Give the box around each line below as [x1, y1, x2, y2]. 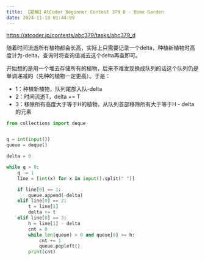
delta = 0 [6, 153, 32, 159]
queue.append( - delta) [28, 192, 84, 198]
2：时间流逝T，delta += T [15, 93, 81, 100]
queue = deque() [6, 142, 48, 148]
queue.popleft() [38, 243, 81, 249]
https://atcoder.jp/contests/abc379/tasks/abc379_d [6, 31, 136, 38]
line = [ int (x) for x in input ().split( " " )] [17, 175, 135, 182]
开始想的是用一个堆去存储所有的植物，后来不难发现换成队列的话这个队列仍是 [6, 65, 199, 72]
